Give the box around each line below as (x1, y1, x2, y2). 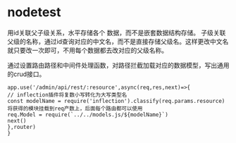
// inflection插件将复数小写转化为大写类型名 (7, 91, 128, 99)
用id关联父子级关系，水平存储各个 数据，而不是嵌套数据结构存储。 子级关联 (7, 28, 226, 37)
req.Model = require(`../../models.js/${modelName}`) (7, 111, 169, 118)
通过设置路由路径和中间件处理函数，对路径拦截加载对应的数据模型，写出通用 (7, 61, 230, 69)
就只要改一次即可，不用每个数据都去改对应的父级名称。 (7, 46, 168, 54)
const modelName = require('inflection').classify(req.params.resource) (7, 97, 225, 104)
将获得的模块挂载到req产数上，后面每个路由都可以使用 (7, 105, 143, 112)
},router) (7, 123, 37, 130)
